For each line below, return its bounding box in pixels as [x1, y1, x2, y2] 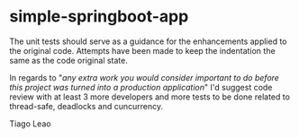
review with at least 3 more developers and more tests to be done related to [9, 91, 291, 102]
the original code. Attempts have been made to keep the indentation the [9, 45, 276, 56]
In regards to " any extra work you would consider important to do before [9, 72, 279, 82]
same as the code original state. [9, 55, 128, 65]
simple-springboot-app [9, 6, 189, 27]
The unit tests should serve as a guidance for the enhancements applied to [9, 36, 287, 47]
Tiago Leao [9, 118, 51, 129]
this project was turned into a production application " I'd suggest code [9, 82, 273, 92]
